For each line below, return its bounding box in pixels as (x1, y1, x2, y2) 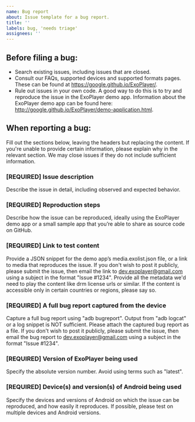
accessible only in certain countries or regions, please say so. (6, 286, 157, 294)
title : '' (6, 20, 31, 25)
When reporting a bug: (6, 123, 92, 133)
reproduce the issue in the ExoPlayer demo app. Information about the (14, 93, 186, 101)
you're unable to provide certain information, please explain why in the (6, 145, 178, 152)
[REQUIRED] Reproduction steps (6, 201, 100, 209)
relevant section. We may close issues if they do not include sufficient (6, 152, 176, 159)
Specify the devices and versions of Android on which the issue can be (6, 396, 180, 403)
